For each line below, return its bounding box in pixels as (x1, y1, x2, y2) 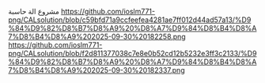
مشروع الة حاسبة (8, 7, 59, 16)
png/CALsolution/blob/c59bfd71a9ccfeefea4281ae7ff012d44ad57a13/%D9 (8, 15, 252, 25)
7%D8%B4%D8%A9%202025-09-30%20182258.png (8, 32, 186, 41)
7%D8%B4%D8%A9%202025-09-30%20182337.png (8, 66, 185, 74)
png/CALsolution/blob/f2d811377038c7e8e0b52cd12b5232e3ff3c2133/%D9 (8, 49, 257, 58)
